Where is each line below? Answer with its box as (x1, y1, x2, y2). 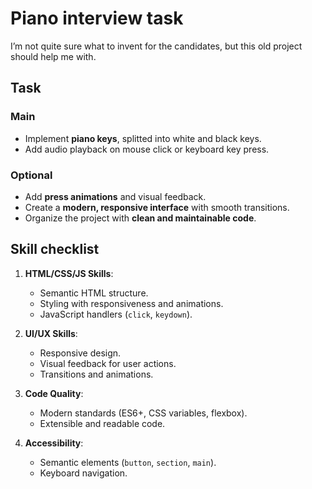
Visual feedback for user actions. (39, 357, 177, 369)
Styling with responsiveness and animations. (39, 297, 224, 309)
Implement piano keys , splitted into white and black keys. (24, 132, 262, 144)
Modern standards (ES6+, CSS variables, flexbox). (39, 407, 248, 419)
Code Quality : (24, 387, 84, 399)
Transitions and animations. (39, 368, 154, 380)
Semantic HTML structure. (39, 287, 149, 299)
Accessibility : (24, 437, 84, 449)
